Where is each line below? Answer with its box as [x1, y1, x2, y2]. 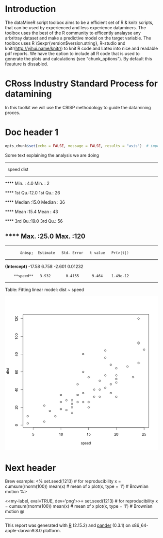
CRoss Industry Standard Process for [5, 78, 158, 89]
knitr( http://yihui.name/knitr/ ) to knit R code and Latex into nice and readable [5, 45, 158, 51]
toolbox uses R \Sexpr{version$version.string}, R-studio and [5, 40, 126, 46]
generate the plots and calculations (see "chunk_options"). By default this [5, 56, 152, 61]
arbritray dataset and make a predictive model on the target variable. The [5, 35, 151, 41]
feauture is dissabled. [5, 61, 49, 67]
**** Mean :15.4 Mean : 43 [5, 209, 58, 214]
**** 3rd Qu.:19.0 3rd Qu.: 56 [5, 218, 63, 224]
